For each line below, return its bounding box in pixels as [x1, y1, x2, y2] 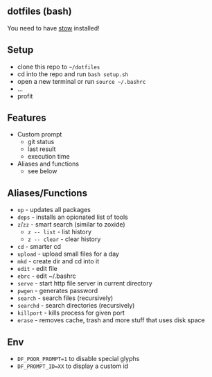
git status [27, 138, 55, 146]
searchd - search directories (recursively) [17, 301, 135, 310]
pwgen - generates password [17, 287, 98, 295]
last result [27, 145, 56, 153]
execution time [27, 152, 71, 161]
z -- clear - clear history [27, 235, 101, 243]
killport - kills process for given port [17, 308, 125, 317]
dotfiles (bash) [7, 6, 72, 17]
